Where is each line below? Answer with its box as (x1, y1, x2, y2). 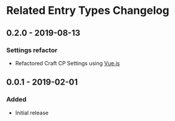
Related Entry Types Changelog (6, 4, 170, 18)
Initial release (15, 109, 49, 116)
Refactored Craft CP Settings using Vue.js (15, 59, 120, 67)
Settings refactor (6, 46, 58, 54)
